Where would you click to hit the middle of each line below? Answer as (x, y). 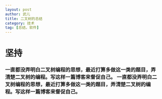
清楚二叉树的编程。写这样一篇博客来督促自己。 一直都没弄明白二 (81, 77)
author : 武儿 (18, 14)
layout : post (18, 10)
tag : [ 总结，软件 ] (22, 28)
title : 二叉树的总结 (24, 19)
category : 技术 (20, 23)
